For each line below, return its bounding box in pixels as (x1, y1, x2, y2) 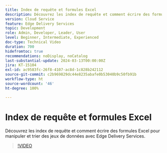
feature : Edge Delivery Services (5, 21, 75, 26)
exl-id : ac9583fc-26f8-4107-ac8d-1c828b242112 (5, 68, 103, 73)
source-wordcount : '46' (5, 81, 55, 86)
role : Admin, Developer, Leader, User (5, 30, 85, 35)
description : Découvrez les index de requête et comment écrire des (5, 12, 150, 17)
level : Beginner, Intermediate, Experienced (5, 35, 99, 40)
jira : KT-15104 (5, 63, 37, 68)
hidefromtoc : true (5, 49, 43, 54)
